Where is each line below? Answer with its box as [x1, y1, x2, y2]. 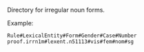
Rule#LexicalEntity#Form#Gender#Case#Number [7, 32, 137, 39]
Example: [7, 19, 34, 27]
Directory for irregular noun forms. [7, 6, 105, 14]
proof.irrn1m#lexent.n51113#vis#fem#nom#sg [7, 38, 134, 45]
